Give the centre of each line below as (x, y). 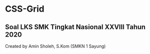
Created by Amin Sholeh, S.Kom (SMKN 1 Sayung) (55, 46)
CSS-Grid (25, 9)
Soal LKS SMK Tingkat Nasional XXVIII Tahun (75, 27)
